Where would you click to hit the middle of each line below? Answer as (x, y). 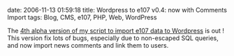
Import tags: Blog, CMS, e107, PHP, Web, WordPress (82, 17)
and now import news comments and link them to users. (88, 45)
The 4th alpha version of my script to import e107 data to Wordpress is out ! (116, 31)
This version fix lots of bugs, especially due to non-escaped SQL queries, (113, 38)
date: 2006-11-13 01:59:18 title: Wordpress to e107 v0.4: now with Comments (117, 10)
